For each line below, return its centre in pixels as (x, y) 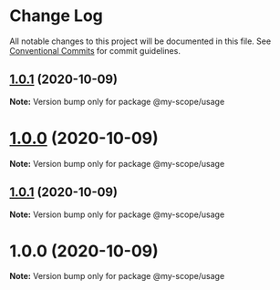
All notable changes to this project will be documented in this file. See (140, 41)
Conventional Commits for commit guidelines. (95, 50)
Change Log (56, 16)
